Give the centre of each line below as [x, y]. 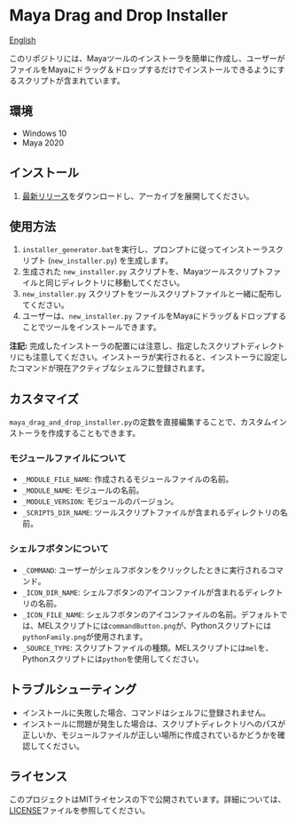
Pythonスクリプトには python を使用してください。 [113, 659]
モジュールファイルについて [68, 458]
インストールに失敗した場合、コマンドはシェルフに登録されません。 [146, 712]
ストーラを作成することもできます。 [75, 433]
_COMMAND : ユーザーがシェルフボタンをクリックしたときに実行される [145, 570]
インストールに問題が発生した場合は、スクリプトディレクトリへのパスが [154, 724]
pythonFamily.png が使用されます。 [85, 637]
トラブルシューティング [73, 689]
